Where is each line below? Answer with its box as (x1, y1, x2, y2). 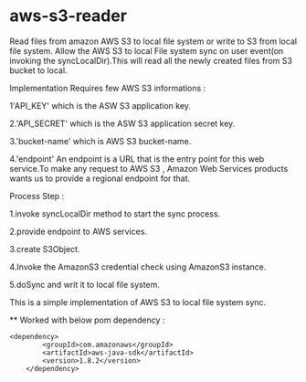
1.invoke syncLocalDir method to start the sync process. (9, 207, 221, 219)
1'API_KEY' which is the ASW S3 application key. (9, 100, 192, 111)
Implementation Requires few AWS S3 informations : (9, 82, 206, 93)
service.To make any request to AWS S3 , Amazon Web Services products (9, 163, 289, 174)
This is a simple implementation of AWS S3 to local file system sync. (9, 296, 267, 307)
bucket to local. (9, 65, 68, 76)
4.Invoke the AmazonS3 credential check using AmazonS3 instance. (9, 261, 267, 272)
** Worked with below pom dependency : (9, 314, 165, 325)
